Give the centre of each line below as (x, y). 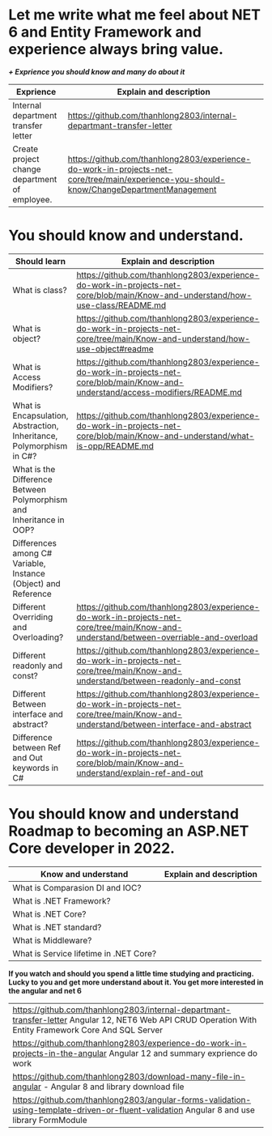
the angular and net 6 (45, 990)
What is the (34, 469)
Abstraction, (36, 425)
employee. (32, 199)
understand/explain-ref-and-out (140, 772)
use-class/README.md (121, 305)
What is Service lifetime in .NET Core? (84, 953)
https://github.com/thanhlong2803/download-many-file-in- (129, 1076)
